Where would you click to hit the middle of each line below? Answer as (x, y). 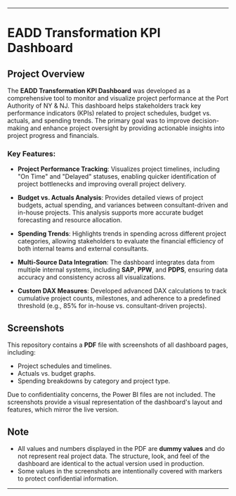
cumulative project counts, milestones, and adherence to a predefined (119, 298)
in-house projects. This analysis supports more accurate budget (110, 212)
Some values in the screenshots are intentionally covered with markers (120, 471)
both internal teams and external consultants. (83, 249)
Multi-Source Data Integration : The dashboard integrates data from (116, 262)
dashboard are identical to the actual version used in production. (111, 463)
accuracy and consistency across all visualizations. (92, 277)
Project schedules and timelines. (65, 366)
